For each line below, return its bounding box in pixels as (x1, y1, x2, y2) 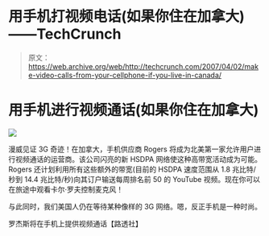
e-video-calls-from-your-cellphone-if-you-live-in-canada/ (27, 70, 222, 80)
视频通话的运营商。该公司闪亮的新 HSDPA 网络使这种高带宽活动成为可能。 (14, 154, 262, 164)
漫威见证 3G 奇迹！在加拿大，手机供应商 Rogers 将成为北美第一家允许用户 (8, 144, 255, 154)
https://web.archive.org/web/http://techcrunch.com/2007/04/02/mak (27, 61, 259, 71)
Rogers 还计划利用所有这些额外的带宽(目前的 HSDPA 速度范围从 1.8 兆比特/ (8, 164, 256, 174)
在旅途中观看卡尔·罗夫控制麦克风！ (8, 184, 124, 194)
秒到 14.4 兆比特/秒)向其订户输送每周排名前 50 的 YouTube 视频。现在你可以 (8, 174, 260, 184)
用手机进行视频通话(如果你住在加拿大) (8, 101, 259, 119)
